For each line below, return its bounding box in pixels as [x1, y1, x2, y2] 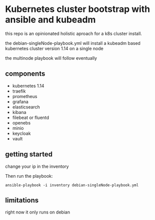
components [5, 70, 46, 78]
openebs [12, 119, 31, 125]
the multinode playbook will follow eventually [5, 55, 97, 61]
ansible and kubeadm [5, 14, 96, 25]
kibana [12, 109, 26, 115]
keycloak [12, 130, 31, 136]
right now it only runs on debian [5, 209, 71, 215]
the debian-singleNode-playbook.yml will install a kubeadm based [5, 40, 141, 46]
